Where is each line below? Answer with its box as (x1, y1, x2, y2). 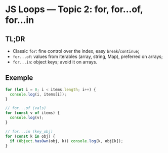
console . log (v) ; (10, 115, 44, 120)
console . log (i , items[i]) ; (10, 91, 67, 97)
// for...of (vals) (5, 106, 47, 111)
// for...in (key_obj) (5, 129, 53, 134)
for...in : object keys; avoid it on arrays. (12, 59, 98, 65)
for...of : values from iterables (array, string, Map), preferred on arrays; (12, 53, 163, 59)
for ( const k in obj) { (5, 134, 56, 139)
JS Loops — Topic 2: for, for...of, (5, 4, 143, 15)
